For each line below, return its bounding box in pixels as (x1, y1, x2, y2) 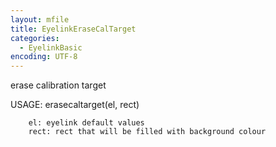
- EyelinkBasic (19, 42, 83, 53)
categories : (10, 33, 60, 43)
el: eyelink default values (28, 118, 145, 128)
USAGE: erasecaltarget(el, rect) (10, 99, 140, 111)
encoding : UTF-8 (10, 52, 78, 62)
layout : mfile (10, 14, 70, 25)
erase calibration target (10, 79, 107, 91)
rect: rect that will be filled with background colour (28, 127, 267, 137)
